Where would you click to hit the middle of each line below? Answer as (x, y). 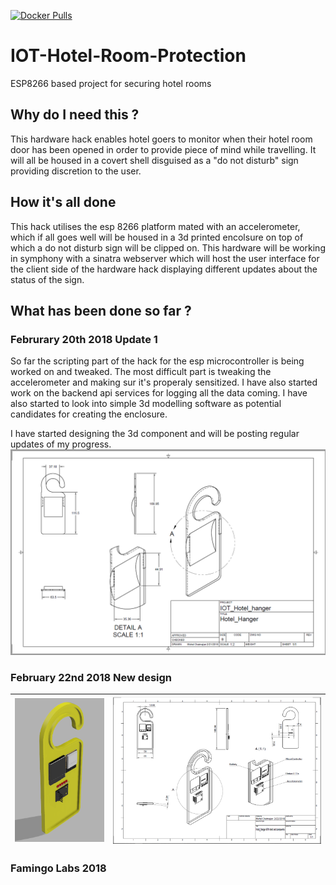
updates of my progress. (61, 444)
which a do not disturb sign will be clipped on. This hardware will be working (168, 247)
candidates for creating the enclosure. (89, 414)
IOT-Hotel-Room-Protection (128, 56)
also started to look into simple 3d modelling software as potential (146, 404)
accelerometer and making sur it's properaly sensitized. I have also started (164, 382)
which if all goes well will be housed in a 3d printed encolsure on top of (157, 237)
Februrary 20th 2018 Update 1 (84, 339)
